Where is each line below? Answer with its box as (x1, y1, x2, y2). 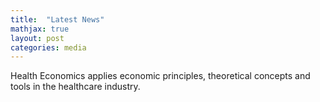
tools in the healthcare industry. (10, 81, 141, 93)
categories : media (10, 42, 87, 53)
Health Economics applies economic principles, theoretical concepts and (10, 70, 311, 82)
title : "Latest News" (10, 14, 105, 25)
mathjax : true (10, 24, 70, 34)
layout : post (10, 33, 65, 43)
